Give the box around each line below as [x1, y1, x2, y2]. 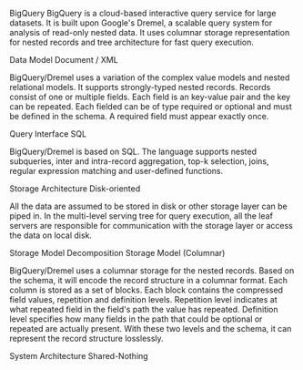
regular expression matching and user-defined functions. [9, 166, 224, 176]
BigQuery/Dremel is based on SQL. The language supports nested [9, 146, 258, 157]
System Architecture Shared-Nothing [9, 351, 148, 361]
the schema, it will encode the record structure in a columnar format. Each [9, 275, 288, 285]
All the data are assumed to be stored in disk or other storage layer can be [9, 200, 288, 211]
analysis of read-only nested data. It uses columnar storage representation [9, 27, 290, 37]
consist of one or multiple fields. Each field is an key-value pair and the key [9, 91, 291, 102]
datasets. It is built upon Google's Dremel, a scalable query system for [9, 17, 273, 28]
